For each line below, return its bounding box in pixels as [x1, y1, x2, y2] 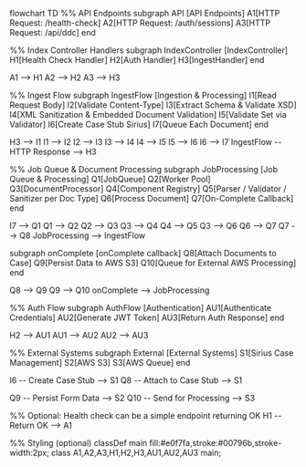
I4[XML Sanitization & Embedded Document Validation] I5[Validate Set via [9, 109, 288, 119]
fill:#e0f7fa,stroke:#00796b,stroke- [149, 438, 282, 448]
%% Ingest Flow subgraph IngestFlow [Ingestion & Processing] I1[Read [9, 90, 277, 100]
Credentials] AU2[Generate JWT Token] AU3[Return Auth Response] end [9, 312, 285, 323]
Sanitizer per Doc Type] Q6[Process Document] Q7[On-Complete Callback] [9, 193, 294, 203]
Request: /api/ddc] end [9, 27, 96, 37]
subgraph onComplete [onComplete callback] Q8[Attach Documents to [9, 248, 277, 258]
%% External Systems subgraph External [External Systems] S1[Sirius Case [9, 348, 294, 358]
